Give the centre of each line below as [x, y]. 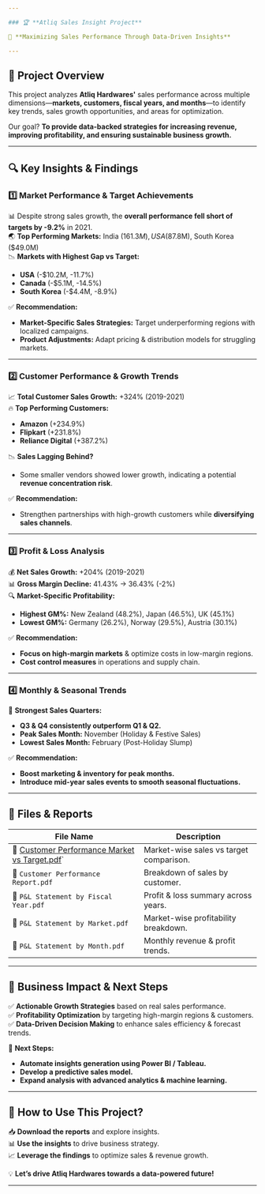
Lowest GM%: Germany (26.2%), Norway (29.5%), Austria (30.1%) [129, 622]
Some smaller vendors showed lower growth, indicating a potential [128, 475]
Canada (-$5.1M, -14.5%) [61, 283]
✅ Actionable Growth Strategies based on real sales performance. [117, 1006]
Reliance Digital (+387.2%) [64, 441]
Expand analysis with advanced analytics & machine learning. [123, 1080]
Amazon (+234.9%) [52, 424]
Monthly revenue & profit [189, 940]
